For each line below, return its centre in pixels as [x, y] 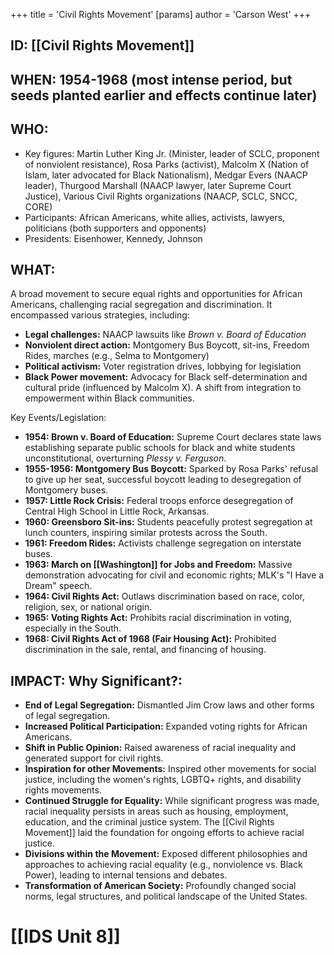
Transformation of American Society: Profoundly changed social [160, 886]
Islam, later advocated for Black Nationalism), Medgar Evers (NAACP [166, 175]
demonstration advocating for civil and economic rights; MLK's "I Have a [174, 575]
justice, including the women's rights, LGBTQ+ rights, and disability [163, 780]
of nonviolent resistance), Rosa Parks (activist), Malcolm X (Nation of [167, 164]
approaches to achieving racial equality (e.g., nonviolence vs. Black [163, 865]
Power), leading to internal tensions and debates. [126, 875]
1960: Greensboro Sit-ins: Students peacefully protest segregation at [168, 522]
